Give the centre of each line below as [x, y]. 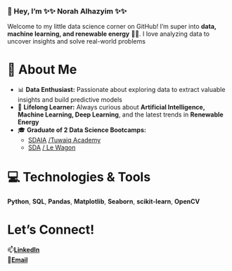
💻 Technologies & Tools [79, 177]
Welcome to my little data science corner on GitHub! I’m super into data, [112, 27]
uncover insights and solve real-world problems [77, 41]
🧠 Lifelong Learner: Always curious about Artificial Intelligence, [111, 107]
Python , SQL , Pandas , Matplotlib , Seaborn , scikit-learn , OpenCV [104, 201]
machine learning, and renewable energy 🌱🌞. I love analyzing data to [108, 34]
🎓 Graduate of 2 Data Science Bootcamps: [82, 130]
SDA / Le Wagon [52, 147]
